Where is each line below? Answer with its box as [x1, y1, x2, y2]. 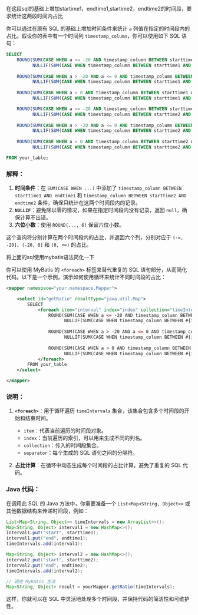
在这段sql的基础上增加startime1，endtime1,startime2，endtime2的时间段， [6, 5, 187, 12]
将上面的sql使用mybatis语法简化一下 [6, 254, 95, 261]
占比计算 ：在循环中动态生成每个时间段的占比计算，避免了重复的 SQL [14, 462, 181, 469]
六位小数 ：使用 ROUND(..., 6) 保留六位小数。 [14, 221, 125, 229]
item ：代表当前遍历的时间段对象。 [23, 427, 107, 434]
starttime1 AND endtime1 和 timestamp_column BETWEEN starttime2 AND [14, 192, 187, 199]
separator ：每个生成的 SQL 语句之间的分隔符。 [23, 449, 138, 457]
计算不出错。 [19, 214, 51, 221]
